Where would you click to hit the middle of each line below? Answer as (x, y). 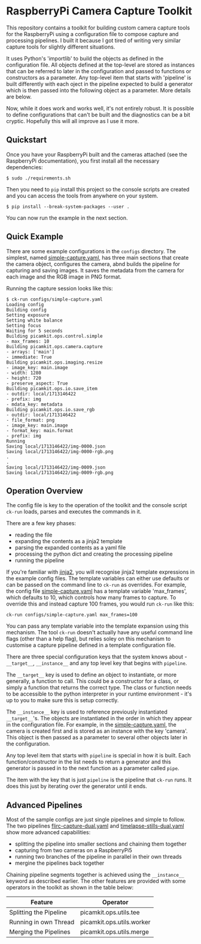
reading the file (33, 535)
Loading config (25, 304)
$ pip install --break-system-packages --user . (68, 206)
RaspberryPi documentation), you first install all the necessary (83, 161)
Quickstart (27, 140)
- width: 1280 (24, 373)
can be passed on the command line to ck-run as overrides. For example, (96, 585)
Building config (26, 310)
